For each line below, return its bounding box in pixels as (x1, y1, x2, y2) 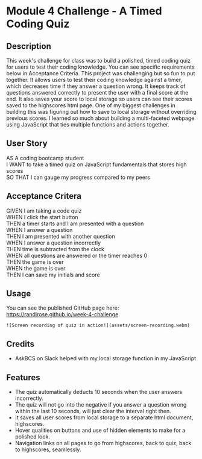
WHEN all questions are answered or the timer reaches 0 (6, 252, 148, 259)
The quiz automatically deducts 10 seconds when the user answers (14, 389, 183, 396)
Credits (6, 339, 35, 349)
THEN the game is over (6, 258, 64, 266)
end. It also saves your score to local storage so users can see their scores (6, 95, 192, 102)
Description (6, 41, 51, 51)
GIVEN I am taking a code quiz (6, 207, 82, 214)
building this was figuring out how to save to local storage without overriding (6, 108, 197, 115)
